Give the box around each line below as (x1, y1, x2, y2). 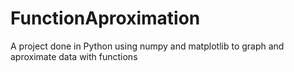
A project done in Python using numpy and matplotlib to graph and (10, 40, 285, 52)
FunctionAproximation (10, 7, 201, 30)
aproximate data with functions (10, 50, 138, 62)
